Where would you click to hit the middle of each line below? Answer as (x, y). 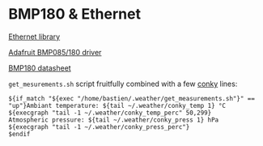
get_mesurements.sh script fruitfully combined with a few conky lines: (123, 84)
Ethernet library (34, 36)
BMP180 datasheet (40, 68)
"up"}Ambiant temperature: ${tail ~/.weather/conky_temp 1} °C (117, 105)
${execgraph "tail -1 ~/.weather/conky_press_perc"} (99, 127)
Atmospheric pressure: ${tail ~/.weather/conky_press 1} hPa (114, 120)
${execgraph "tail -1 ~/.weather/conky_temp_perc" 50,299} (110, 113)
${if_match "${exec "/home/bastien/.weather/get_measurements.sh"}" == (131, 98)
